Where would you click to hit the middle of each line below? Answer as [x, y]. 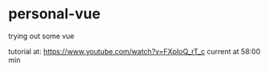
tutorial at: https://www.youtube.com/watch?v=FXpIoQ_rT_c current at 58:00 [134, 51]
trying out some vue [41, 36]
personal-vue [54, 14]
